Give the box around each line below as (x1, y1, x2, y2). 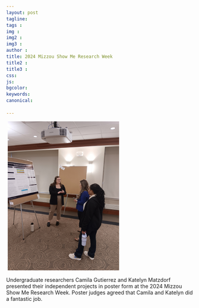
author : (6, 48, 28, 54)
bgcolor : (6, 85, 28, 91)
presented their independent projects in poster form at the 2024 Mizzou (6, 282, 182, 290)
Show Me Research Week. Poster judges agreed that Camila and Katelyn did (6, 289, 193, 296)
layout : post (6, 10, 39, 15)
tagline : (6, 15, 28, 22)
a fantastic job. (6, 295, 43, 302)
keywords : (6, 91, 31, 98)
